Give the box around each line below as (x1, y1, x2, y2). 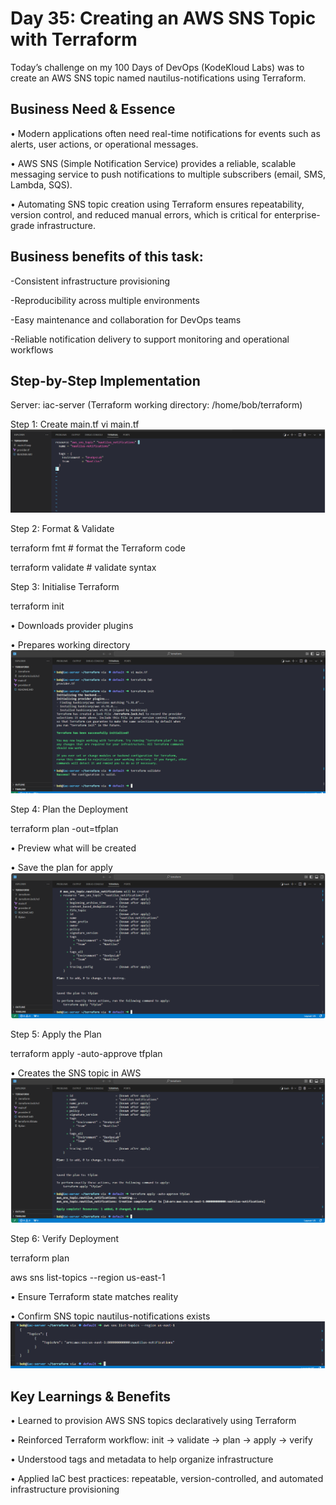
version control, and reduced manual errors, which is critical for (10, 208, 272, 221)
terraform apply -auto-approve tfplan (10, 1048, 163, 1060)
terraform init (10, 600, 65, 612)
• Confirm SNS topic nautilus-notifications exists (10, 1310, 211, 1322)
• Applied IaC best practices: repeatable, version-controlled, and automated (10, 1472, 324, 1484)
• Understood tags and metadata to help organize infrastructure (10, 1453, 274, 1465)
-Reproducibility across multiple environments (10, 294, 200, 306)
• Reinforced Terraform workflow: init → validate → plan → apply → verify (10, 1433, 313, 1446)
